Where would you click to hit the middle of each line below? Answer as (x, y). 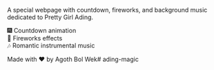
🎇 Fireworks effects (35, 38)
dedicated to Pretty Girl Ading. (50, 17)
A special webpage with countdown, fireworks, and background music (107, 10)
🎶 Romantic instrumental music (51, 45)
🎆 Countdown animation (42, 31)
